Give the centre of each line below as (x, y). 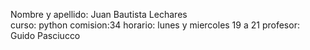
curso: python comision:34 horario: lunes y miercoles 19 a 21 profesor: (155, 25)
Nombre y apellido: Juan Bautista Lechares (99, 14)
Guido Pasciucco (45, 35)
